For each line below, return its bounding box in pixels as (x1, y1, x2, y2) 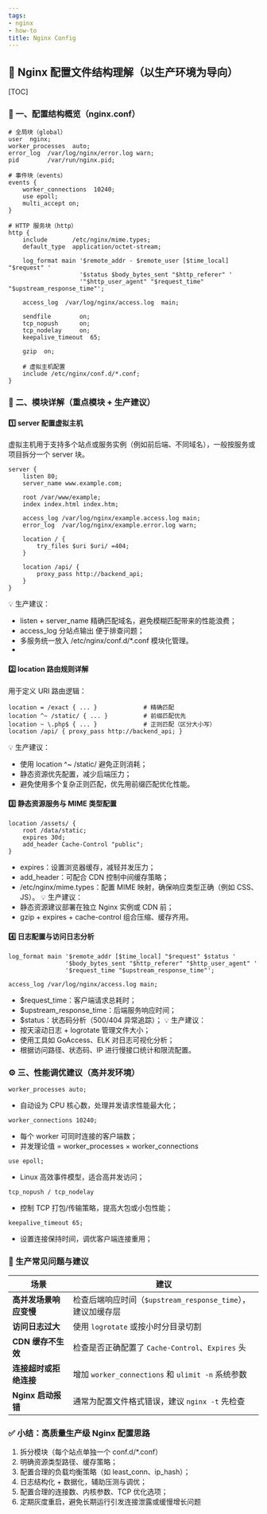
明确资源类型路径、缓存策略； (19, 1457, 118, 1466)
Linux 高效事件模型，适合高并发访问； (19, 1172, 145, 1182)
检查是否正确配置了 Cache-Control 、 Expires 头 (72, 1342, 246, 1353)
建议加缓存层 (72, 1306, 122, 1317)
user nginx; (8, 135, 52, 143)
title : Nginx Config (8, 33, 77, 42)
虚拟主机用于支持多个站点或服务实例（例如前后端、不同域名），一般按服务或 (8, 440, 256, 449)
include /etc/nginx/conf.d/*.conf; (22, 370, 141, 378)
